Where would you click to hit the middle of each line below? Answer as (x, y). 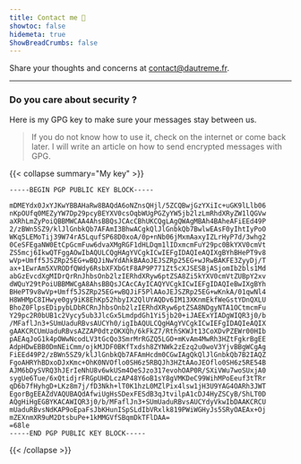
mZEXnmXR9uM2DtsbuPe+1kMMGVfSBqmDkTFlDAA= (90, 417)
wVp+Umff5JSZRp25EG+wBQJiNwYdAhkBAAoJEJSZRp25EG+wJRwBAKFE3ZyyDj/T (138, 260)
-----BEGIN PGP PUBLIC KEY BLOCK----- (82, 189)
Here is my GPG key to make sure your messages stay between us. (133, 119)
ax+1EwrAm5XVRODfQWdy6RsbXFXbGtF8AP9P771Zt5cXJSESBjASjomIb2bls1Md (138, 268)
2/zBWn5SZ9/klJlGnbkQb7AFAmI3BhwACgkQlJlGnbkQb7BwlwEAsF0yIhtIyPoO (138, 229)
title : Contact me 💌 (48, 18)
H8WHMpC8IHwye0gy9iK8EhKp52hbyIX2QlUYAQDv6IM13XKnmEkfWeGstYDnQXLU (138, 300)
